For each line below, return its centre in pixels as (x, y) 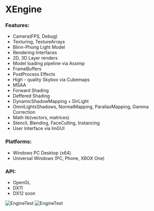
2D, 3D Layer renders (35, 58)
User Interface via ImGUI (39, 128)
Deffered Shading (31, 96)
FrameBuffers (27, 69)
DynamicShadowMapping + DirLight (51, 101)
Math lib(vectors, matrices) (41, 118)
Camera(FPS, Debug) (35, 36)
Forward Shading (31, 91)
